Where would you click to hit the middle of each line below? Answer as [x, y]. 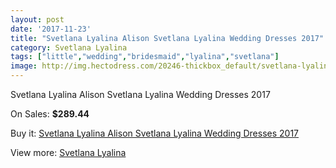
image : [24, 66]
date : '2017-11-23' [51, 29]
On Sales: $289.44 [50, 114]
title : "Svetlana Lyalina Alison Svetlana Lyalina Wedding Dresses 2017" [167, 38]
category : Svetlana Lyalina [69, 47]
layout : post [37, 19]
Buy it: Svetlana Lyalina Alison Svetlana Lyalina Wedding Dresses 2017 [154, 133]
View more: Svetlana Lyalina [68, 152]
